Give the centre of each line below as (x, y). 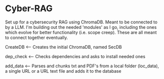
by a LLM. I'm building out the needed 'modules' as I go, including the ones (81, 27)
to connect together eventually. (36, 38)
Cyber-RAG (29, 9)
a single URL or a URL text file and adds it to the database (63, 71)
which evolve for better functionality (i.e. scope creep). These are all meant (81, 32)
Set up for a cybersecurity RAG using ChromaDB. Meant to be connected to (81, 22)
